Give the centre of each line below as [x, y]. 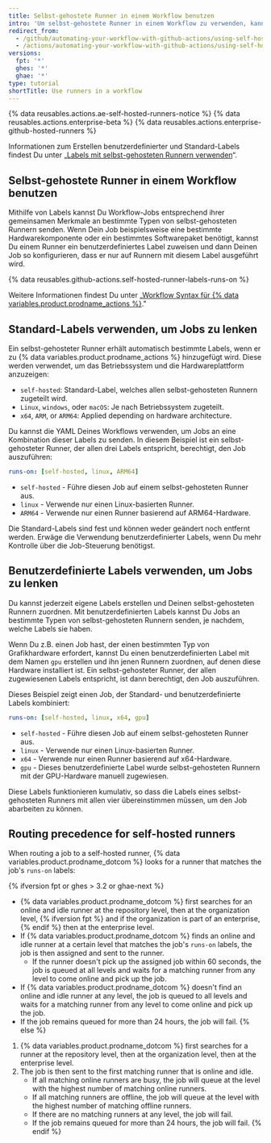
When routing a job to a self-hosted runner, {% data [94, 853]
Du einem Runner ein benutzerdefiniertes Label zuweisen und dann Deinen [133, 247]
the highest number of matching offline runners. [112, 1106]
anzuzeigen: [29, 374]
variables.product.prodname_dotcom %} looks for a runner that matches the [135, 862]
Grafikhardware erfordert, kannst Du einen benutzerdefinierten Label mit [129, 653]
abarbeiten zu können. [46, 808]
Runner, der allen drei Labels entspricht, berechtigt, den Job [146, 448]
